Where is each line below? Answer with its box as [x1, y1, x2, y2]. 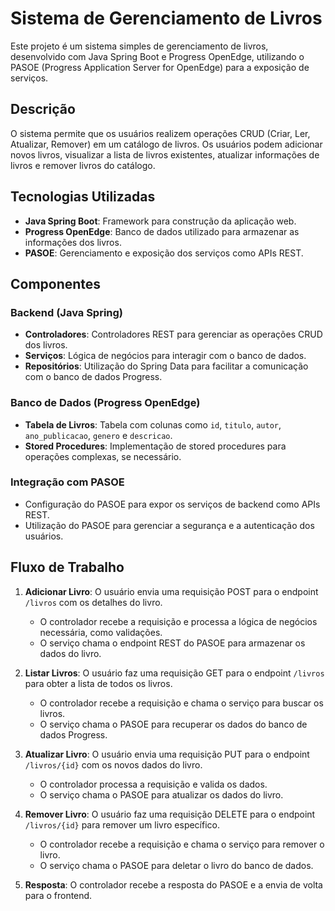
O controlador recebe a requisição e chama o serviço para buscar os [39, 697, 324, 709]
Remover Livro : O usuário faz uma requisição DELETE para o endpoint [24, 808, 316, 820]
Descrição [10, 101, 76, 118]
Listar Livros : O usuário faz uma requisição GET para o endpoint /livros [24, 667, 325, 679]
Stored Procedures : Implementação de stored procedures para [24, 440, 287, 452]
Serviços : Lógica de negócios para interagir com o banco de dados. [24, 350, 307, 362]
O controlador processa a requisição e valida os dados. [39, 778, 268, 790]
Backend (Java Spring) [10, 305, 124, 319]
